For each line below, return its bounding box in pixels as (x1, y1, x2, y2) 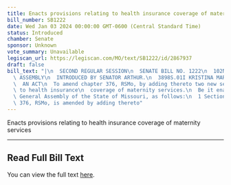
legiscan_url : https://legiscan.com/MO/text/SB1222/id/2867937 (7, 55, 192, 62)
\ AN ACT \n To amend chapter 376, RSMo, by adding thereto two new (13, 80, 217, 87)
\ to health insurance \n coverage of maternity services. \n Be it (13, 87, 214, 94)
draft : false (7, 61, 45, 68)
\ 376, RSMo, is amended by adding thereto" (13, 100, 143, 107)
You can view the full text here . (7, 170, 95, 179)
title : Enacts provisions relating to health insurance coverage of (7, 10, 208, 17)
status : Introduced (7, 29, 63, 36)
